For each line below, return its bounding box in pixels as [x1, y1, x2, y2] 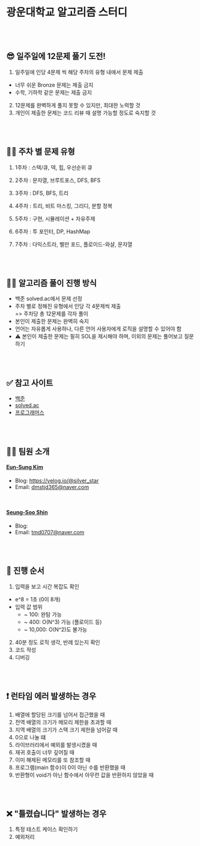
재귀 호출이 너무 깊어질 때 [14, 748, 75, 756]
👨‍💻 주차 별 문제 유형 [6, 147, 75, 157]
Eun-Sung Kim [6, 464, 43, 471]
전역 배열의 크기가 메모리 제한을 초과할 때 [14, 718, 112, 725]
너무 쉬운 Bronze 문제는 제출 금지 [14, 81, 94, 88]
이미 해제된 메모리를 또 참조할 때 [14, 756, 91, 763]
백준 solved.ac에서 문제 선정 [14, 295, 83, 302]
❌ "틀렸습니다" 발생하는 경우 [6, 809, 107, 819]
